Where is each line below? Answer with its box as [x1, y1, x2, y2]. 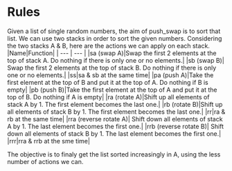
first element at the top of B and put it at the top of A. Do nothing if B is [7, 78, 209, 86]
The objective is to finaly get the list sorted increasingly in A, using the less [7, 150, 221, 159]
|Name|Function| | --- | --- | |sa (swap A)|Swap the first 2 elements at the [7, 49, 217, 57]
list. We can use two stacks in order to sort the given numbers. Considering [7, 34, 222, 42]
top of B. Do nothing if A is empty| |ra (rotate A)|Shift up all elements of [7, 92, 210, 101]
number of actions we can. [7, 157, 84, 165]
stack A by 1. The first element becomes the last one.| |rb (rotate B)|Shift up [7, 100, 223, 108]
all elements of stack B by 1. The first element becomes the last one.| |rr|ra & [7, 108, 226, 116]
